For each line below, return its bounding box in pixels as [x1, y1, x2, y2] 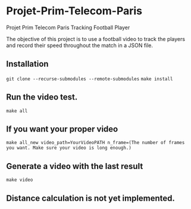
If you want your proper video [6, 124, 118, 134]
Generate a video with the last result [6, 161, 143, 171]
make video [6, 177, 33, 183]
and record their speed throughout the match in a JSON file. [6, 42, 154, 49]
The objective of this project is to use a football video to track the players [6, 35, 186, 42]
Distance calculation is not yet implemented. [6, 193, 176, 203]
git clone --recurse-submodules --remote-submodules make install [6, 76, 173, 82]
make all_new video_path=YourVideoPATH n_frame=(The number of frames [6, 140, 185, 146]
